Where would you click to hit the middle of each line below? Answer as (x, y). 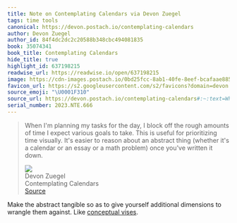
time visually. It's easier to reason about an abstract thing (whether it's (127, 140)
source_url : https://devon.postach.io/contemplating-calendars (102, 99)
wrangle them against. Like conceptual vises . (73, 212)
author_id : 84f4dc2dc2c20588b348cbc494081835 (75, 40)
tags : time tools (33, 20)
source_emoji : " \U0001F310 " (49, 92)
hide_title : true (33, 60)
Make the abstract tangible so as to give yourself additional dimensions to (115, 204)
